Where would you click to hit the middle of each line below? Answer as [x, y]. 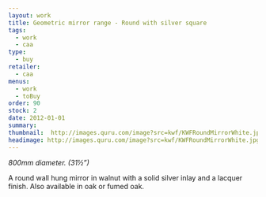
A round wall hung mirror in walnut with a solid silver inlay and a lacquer [125, 177]
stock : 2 [23, 111]
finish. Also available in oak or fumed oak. [76, 186]
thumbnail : [26, 132]
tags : [17, 30]
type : [17, 52]
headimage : [26, 140]
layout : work [30, 15]
